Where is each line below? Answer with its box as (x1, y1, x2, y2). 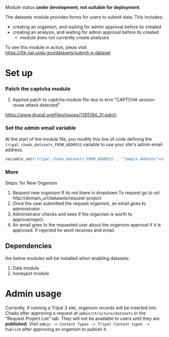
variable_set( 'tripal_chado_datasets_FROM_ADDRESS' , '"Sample (5, 156, 138, 161)
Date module (12, 265, 39, 271)
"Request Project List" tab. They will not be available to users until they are (5, 315, 160, 321)
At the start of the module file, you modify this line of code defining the (5, 136, 152, 142)
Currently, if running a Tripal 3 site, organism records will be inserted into (5, 305, 157, 311)
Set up (5, 68, 33, 79)
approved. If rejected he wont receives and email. (12, 227, 116, 233)
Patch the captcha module (5, 85, 71, 92)
